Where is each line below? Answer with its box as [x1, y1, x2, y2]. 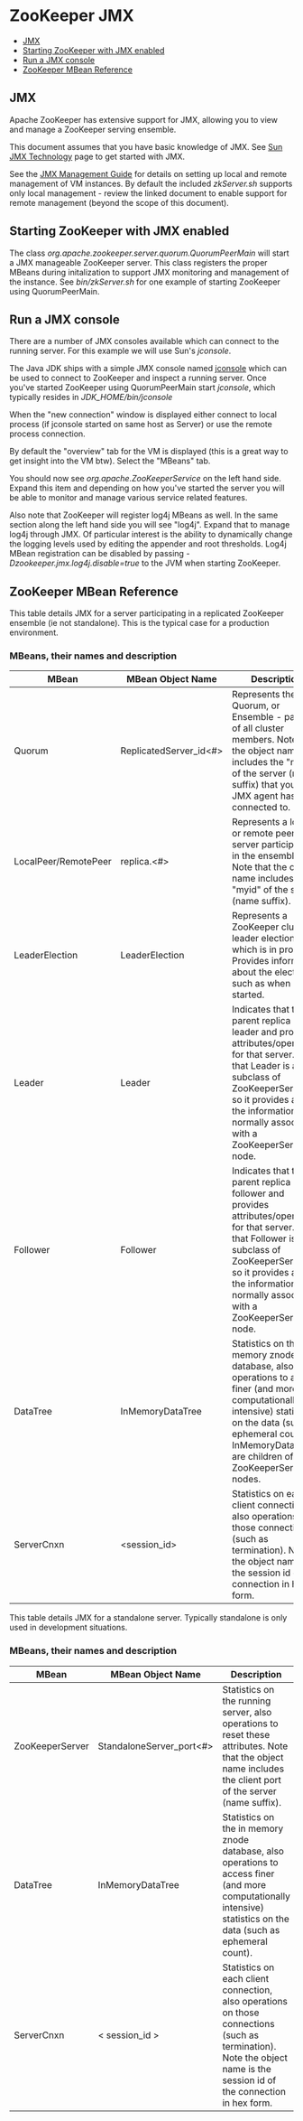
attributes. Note [222, 1740, 289, 1752]
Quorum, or [231, 699, 280, 712]
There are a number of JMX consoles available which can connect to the [9, 336, 280, 347]
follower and [231, 1187, 285, 1200]
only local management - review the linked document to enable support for [9, 187, 288, 199]
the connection [222, 2085, 287, 2098]
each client [222, 1972, 269, 1985]
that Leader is [231, 1060, 290, 1072]
